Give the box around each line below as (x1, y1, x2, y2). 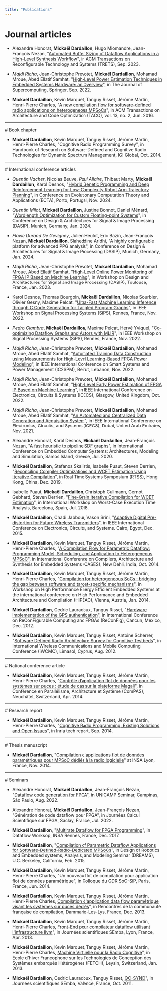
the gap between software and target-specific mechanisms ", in (12, 581, 142, 587)
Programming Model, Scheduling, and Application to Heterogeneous (12, 550, 153, 556)
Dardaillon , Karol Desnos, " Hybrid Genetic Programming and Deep (12, 181, 149, 187)
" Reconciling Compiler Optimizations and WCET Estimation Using (12, 468, 147, 474)
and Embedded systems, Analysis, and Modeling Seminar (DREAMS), (12, 852, 155, 858)
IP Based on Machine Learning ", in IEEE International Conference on (12, 387, 152, 393)
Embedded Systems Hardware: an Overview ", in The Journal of (12, 81, 143, 87)
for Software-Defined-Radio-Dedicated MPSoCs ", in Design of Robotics (12, 847, 160, 853)
